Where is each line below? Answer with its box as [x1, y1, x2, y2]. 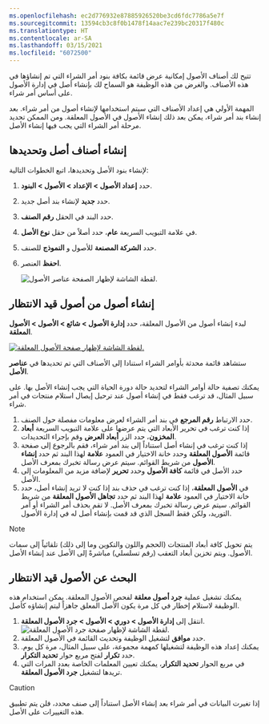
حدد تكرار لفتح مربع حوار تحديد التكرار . [20, 650, 135, 660]
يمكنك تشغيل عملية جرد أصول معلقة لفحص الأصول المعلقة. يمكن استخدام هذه [9, 593, 243, 602]
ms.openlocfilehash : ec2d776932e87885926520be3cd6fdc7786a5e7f [9, 11, 225, 20]
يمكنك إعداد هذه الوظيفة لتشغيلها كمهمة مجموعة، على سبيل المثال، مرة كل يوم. [20, 642, 259, 652]
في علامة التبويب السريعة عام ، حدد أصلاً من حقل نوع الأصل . [20, 227, 198, 237]
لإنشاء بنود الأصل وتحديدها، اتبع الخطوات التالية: [9, 165, 149, 175]
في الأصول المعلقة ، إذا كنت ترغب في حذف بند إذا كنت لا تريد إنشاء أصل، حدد [20, 483, 249, 492]
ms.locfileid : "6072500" [9, 49, 92, 57]
